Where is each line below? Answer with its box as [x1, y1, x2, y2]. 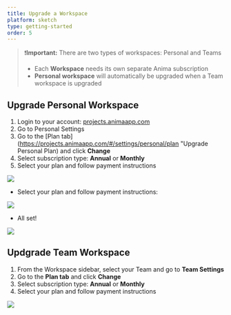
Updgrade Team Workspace [7, 247, 130, 258]
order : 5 [7, 29, 32, 37]
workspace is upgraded [34, 79, 102, 88]
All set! [17, 214, 37, 223]
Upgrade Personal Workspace [7, 99, 139, 111]
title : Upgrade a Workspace [7, 10, 88, 17]
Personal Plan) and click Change [17, 147, 110, 155]
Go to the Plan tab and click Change [17, 272, 121, 281]
